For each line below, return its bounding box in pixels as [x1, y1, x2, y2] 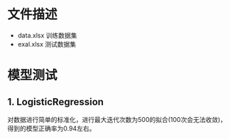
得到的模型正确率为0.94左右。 [7, 124, 96, 133]
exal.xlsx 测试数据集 [17, 40, 77, 48]
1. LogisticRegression [7, 96, 104, 108]
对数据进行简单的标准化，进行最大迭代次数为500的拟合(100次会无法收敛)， [7, 115, 227, 123]
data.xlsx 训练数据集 [17, 31, 77, 40]
